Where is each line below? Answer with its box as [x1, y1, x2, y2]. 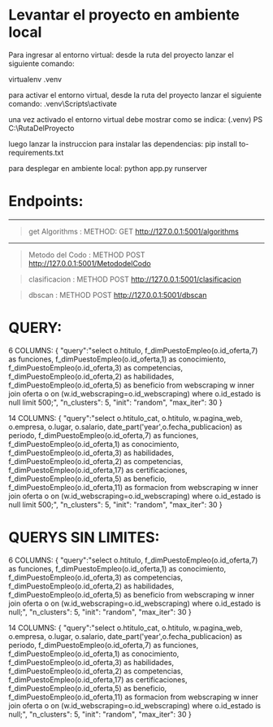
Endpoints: [8, 192, 84, 211]
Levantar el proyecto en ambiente [8, 6, 240, 24]
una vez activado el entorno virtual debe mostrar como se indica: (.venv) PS [8, 114, 262, 124]
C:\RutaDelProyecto [8, 123, 75, 133]
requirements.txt [8, 147, 64, 157]
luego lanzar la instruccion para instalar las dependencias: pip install [8, 138, 237, 148]
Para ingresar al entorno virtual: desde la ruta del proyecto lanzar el [8, 50, 234, 59]
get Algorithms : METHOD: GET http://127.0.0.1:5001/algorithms [28, 226, 240, 236]
